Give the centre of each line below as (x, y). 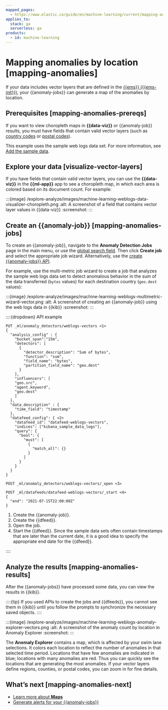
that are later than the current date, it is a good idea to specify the (81, 536)
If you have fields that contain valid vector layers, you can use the (73, 179)
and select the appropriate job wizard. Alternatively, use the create (74, 256)
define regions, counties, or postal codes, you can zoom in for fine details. (82, 669)
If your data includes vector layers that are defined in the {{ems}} (73, 87)
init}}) (11, 92)
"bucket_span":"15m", (37, 339)
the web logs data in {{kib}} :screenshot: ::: (50, 307)
